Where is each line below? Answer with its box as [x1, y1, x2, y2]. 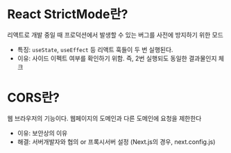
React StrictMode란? [7, 6, 128, 22]
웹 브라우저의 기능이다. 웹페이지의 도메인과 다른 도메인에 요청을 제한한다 [7, 114, 202, 122]
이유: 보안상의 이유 [17, 129, 68, 137]
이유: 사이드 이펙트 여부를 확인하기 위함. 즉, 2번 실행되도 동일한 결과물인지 [17, 54, 217, 63]
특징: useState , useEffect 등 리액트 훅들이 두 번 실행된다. [17, 45, 173, 54]
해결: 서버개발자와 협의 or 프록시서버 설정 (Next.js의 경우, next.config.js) [17, 137, 216, 146]
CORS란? [7, 90, 60, 106]
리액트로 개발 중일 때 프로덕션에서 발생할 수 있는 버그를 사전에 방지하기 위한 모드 [7, 31, 224, 39]
